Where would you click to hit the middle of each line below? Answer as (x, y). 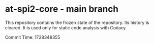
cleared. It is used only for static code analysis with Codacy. (66, 27)
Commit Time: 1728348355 (33, 37)
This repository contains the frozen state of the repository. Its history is (77, 22)
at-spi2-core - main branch (62, 9)
